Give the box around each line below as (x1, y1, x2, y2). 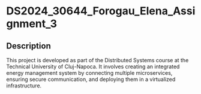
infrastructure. (6, 82, 42, 89)
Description (6, 41, 51, 51)
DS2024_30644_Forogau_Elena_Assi (6, 4, 196, 18)
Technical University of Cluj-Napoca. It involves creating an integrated (6, 63, 180, 70)
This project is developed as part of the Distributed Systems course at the (6, 57, 189, 63)
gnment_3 (6, 17, 58, 31)
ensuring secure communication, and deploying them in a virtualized (6, 76, 176, 83)
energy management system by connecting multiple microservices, (6, 69, 173, 76)
